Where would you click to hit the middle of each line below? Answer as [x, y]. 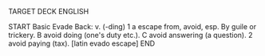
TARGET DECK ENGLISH [49, 11]
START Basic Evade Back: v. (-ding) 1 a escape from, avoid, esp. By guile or [132, 26]
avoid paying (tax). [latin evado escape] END [82, 43]
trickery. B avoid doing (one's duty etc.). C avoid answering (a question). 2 [131, 35]
